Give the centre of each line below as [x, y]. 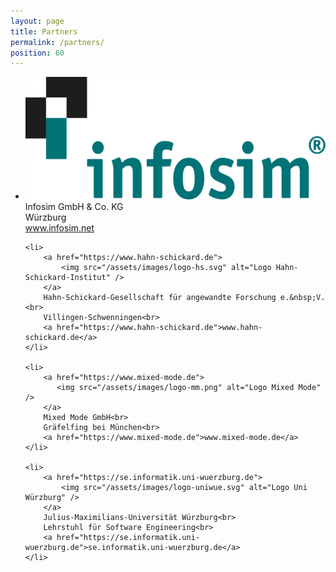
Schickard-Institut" [67, 277]
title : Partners [44, 31]
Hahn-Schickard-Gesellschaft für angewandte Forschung [160, 297]
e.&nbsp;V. [302, 297]
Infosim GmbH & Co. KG [74, 206]
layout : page [37, 21]
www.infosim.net [59, 227]
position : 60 [37, 53]
